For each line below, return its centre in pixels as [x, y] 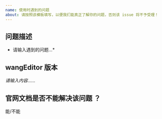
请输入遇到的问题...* [34, 50]
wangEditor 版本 [31, 67]
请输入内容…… [20, 81]
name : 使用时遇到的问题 [28, 10]
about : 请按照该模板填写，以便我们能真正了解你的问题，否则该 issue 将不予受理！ [82, 15]
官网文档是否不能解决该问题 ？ [53, 98]
